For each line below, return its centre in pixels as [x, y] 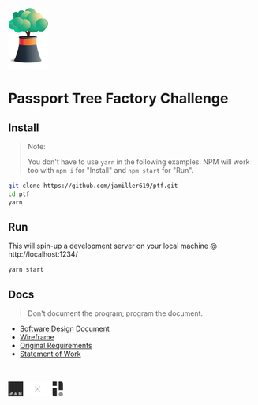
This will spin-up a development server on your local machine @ [112, 246]
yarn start [26, 270]
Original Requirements [56, 346]
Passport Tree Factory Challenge [118, 99]
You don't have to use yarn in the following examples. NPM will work [138, 162]
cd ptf [19, 194]
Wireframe [37, 337]
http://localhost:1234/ [43, 254]
